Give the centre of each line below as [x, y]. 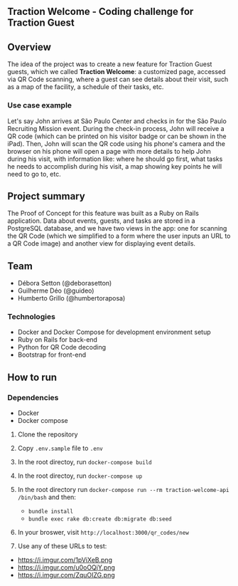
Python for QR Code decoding [62, 347]
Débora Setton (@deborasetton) [65, 283]
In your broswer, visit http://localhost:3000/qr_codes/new [103, 533]
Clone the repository [48, 434]
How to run [32, 377]
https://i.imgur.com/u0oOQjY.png [66, 567]
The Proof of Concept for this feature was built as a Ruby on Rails [103, 214]
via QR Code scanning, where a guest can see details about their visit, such [118, 79]
